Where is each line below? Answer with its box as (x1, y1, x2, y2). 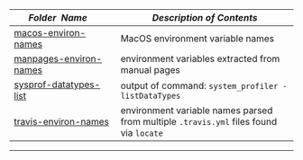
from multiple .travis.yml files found (120, 116, 278, 128)
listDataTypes (120, 91, 181, 101)
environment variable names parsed (120, 104, 273, 116)
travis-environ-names (14, 116, 110, 128)
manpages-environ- (14, 53, 102, 65)
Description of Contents (151, 12, 258, 23)
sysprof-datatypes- (14, 78, 101, 91)
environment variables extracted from (120, 53, 280, 65)
